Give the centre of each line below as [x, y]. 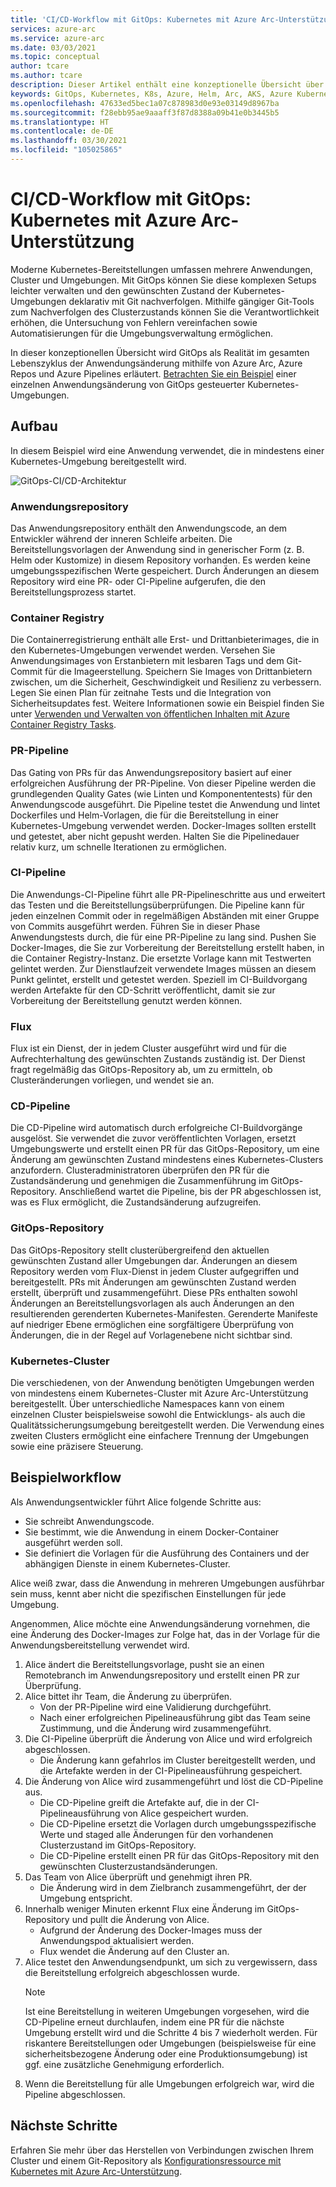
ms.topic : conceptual [55, 57]
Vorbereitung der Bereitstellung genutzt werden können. [126, 1000]
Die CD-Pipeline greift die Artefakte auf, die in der [142, 1802]
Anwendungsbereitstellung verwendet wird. [100, 1645]
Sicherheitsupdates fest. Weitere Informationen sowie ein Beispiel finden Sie [167, 703]
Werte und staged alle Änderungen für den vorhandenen [156, 1834]
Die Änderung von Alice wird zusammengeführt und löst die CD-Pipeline [174, 1781]
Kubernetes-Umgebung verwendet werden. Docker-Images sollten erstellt [163, 825]
